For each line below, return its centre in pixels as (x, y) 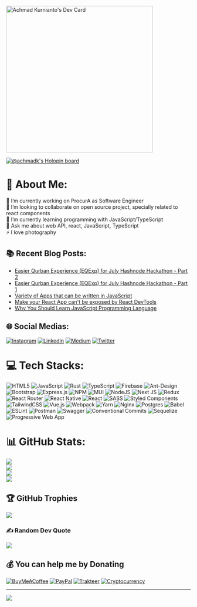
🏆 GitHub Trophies (42, 498)
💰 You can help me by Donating (65, 564)
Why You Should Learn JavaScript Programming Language (86, 308)
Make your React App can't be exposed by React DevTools (86, 301)
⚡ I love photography (31, 232)
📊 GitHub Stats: (46, 441)
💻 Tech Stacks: (45, 365)
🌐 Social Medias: (38, 326)
